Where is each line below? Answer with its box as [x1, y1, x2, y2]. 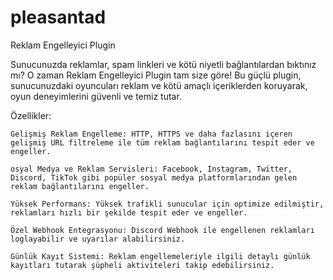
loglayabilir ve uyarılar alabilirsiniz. [10, 234, 186, 244]
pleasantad [10, 6, 107, 29]
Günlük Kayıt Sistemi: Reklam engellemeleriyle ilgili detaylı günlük [10, 251, 311, 261]
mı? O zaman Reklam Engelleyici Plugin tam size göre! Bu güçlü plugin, [10, 69, 302, 81]
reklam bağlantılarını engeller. [10, 181, 150, 191]
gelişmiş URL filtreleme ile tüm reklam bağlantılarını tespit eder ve [10, 137, 315, 148]
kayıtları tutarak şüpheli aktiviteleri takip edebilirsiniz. [10, 260, 275, 270]
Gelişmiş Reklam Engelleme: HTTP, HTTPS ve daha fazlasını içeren [10, 129, 293, 139]
